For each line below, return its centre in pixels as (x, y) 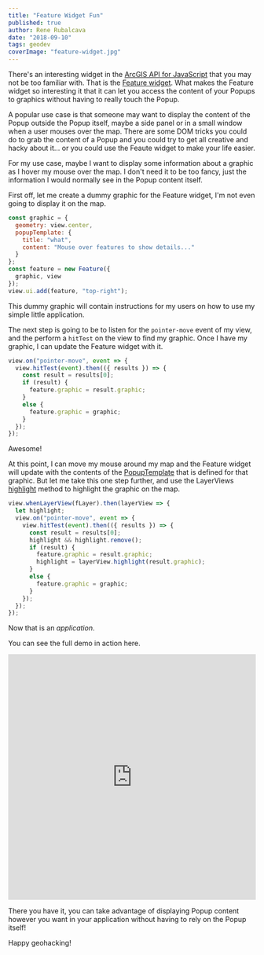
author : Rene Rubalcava (47, 30)
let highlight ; (40, 511)
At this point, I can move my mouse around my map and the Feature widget (130, 464)
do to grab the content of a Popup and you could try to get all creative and (128, 140)
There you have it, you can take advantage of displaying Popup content (124, 911)
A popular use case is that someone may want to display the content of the (129, 114)
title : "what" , (47, 240)
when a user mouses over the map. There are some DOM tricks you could (128, 131)
